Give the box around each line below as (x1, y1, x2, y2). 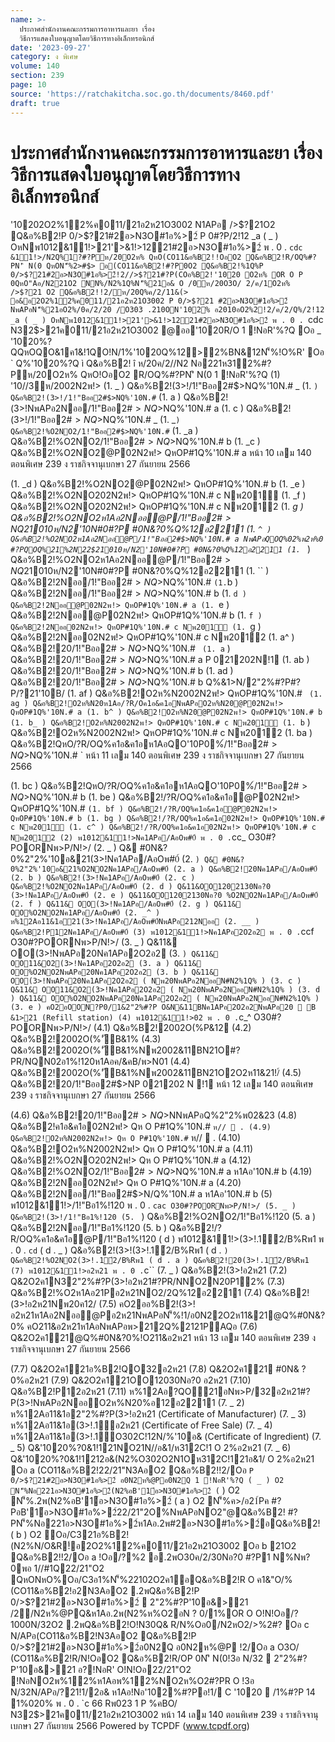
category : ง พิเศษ (10, 52, 79, 62)
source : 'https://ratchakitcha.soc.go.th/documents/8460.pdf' (10, 89, 275, 99)
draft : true (10, 98, 60, 108)
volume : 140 (10, 61, 60, 71)
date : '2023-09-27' (10, 42, 92, 53)
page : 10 (10, 80, 47, 90)
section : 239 (10, 71, 65, 81)
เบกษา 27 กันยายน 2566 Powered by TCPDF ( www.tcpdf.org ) (10, 1720, 250, 1732)
